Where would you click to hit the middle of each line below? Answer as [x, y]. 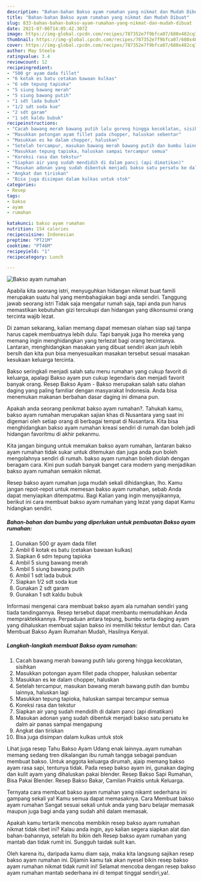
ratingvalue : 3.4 [28, 56]
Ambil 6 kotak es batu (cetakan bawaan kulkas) [74, 550]
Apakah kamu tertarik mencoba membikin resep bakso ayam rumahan [94, 823]
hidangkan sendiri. [30, 508]
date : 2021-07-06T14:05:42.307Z [47, 28]
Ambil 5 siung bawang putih [50, 569]
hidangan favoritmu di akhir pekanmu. [54, 434]
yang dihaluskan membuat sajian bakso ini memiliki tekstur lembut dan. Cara [101, 625]
